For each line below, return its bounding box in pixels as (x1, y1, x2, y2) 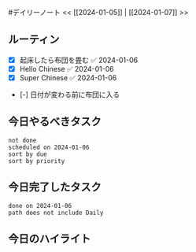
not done (8, 136, 37, 144)
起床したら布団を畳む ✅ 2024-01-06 (19, 55, 139, 65)
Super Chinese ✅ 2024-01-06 (19, 72, 117, 82)
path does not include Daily (8, 209, 104, 217)
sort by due (8, 150, 47, 158)
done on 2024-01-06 (8, 202, 72, 209)
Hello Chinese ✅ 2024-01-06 (19, 64, 114, 73)
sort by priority (8, 157, 65, 165)
